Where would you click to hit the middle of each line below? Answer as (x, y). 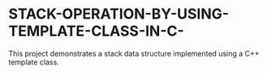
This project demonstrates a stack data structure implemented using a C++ (134, 53)
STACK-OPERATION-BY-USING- (119, 14)
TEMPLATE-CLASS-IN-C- (96, 31)
